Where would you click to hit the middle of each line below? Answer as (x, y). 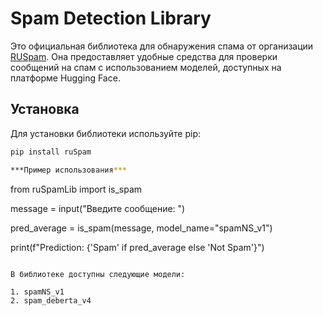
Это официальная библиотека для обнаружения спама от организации (162, 46)
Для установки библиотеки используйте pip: (106, 133)
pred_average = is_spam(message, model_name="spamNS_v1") (141, 228)
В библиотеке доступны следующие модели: (98, 274)
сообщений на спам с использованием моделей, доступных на (146, 67)
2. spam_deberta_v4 (51, 300)
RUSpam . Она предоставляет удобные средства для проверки (144, 56)
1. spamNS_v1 (37, 292)
